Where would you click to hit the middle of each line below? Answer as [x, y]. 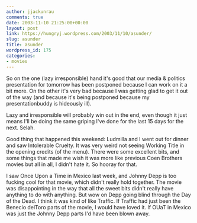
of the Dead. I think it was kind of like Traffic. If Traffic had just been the [93, 201]
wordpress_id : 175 [29, 50]
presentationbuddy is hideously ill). [49, 103]
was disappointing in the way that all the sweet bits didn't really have [90, 188]
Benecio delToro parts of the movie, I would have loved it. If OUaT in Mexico [98, 207]
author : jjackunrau [30, 12]
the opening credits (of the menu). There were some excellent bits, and [93, 151]
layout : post [22, 28]
